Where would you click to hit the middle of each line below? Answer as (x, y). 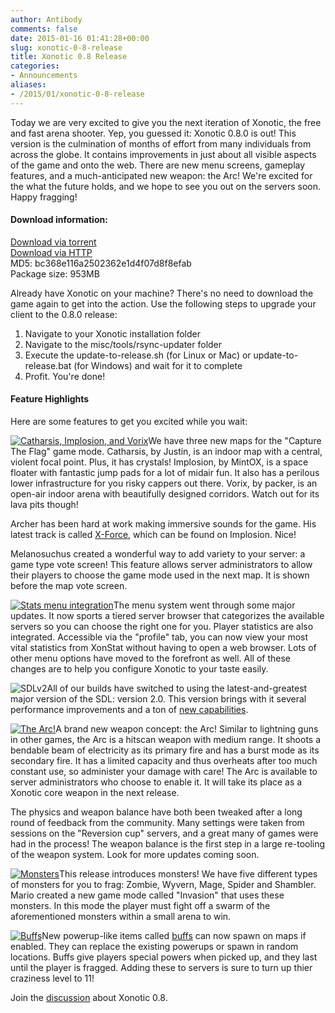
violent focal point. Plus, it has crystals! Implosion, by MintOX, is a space (159, 462)
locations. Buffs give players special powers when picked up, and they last (164, 957)
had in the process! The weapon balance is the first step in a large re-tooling (168, 844)
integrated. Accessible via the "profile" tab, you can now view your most (159, 637)
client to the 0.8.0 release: (64, 314)
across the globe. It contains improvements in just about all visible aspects (163, 154)
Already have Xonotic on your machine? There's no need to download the (162, 293)
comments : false (44, 29)
